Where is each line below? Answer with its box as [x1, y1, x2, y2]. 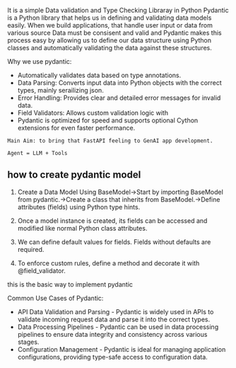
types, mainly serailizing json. [17, 86, 104, 94]
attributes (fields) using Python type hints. [17, 202, 141, 211]
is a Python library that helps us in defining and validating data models [7, 13, 212, 22]
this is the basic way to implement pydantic [7, 280, 133, 289]
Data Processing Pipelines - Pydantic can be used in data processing [17, 322, 219, 331]
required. [17, 245, 45, 253]
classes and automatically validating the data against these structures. [7, 44, 212, 52]
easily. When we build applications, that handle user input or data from [7, 21, 213, 29]
